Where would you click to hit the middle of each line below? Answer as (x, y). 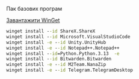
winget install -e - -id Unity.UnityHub (56, 42)
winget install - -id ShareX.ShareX (51, 31)
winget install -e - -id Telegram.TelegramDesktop (70, 70)
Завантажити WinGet (33, 20)
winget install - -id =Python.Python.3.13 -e (63, 53)
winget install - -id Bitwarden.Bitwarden (59, 59)
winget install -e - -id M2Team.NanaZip (56, 65)
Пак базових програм (34, 9)
